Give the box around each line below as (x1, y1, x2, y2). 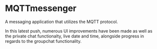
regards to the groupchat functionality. (5, 38, 82, 44)
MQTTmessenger (5, 3, 77, 14)
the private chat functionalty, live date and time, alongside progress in (5, 33, 144, 39)
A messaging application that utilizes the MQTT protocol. (5, 19, 118, 24)
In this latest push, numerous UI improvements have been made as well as (5, 28, 153, 34)
